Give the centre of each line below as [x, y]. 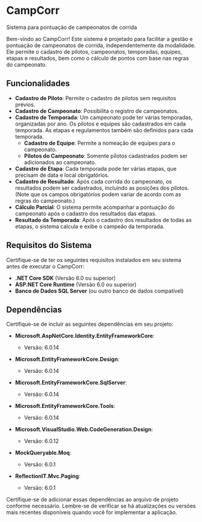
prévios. [25, 104]
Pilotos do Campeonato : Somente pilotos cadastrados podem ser [106, 156]
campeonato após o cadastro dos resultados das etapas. [86, 213]
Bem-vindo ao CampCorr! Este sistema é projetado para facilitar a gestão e [99, 39]
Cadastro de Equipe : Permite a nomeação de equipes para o [99, 143]
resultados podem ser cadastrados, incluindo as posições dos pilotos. [102, 188]
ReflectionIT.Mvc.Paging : [48, 476]
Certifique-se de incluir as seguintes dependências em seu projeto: [90, 324]
